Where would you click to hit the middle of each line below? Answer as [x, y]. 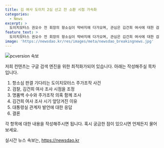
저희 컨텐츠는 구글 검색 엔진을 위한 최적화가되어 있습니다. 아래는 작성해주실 [76, 66]
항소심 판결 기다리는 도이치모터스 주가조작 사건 [56, 83]
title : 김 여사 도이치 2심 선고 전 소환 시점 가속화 [51, 10]
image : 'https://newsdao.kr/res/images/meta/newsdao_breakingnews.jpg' [79, 42]
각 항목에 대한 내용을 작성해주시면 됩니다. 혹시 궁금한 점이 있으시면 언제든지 [77, 124]
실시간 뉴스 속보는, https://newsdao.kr [42, 140]
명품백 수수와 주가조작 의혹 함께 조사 [47, 95]
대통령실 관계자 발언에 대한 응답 [42, 107]
